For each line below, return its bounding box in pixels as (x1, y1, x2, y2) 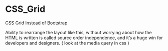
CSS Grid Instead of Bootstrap (5, 20, 68, 26)
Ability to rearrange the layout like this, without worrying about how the (5, 29, 152, 35)
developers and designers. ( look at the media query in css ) (5, 40, 129, 46)
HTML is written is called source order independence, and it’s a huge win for (5, 35, 163, 41)
